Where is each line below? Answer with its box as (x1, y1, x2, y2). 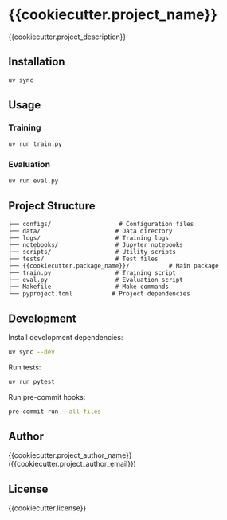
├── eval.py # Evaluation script (8, 276, 183, 284)
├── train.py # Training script (8, 269, 177, 277)
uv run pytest (8, 377, 56, 385)
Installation (8, 55, 65, 68)
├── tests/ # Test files (8, 255, 159, 264)
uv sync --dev (8, 348, 56, 356)
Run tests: (8, 362, 41, 372)
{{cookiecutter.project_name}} (8, 6, 217, 24)
